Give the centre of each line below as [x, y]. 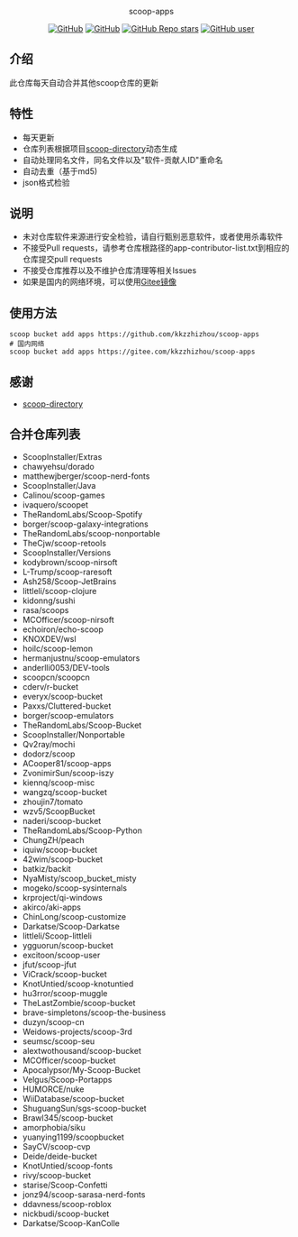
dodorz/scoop [49, 754]
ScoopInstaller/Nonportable [74, 734]
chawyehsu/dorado [58, 466]
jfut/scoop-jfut [49, 964]
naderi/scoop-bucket [62, 820]
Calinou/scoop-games [63, 495]
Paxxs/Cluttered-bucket [67, 706]
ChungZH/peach [53, 839]
